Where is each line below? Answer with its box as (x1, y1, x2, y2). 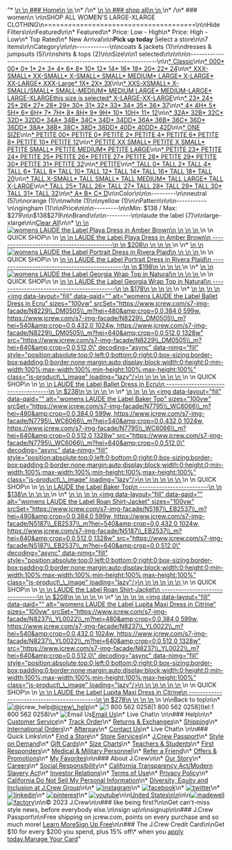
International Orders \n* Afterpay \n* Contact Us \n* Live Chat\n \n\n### (7, 725, 209, 733)
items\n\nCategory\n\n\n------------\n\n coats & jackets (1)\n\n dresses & (7, 43, 212, 50)
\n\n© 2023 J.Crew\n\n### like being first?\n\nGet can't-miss (34, 798, 211, 806)
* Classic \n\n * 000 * (168, 57, 225, 65)
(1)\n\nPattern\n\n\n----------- (121, 197, 207, 204)
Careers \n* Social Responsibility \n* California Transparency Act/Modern (7, 762, 213, 769)
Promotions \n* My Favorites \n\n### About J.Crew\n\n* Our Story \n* (7, 754, 202, 762)
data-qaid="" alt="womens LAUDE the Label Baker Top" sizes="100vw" (7, 395, 212, 403)
